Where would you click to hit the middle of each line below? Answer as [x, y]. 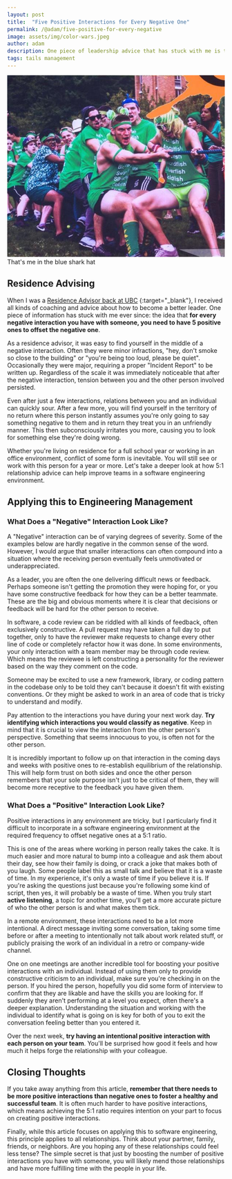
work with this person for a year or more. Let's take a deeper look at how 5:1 [116, 465]
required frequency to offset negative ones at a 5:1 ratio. [87, 835]
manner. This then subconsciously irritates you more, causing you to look [112, 430]
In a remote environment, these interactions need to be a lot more [100, 921]
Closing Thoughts [47, 1072]
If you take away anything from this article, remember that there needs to [112, 1089]
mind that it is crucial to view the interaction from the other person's [104, 730]
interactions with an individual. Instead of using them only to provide [104, 971]
